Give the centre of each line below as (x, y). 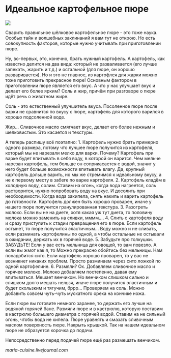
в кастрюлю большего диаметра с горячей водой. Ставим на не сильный (85, 314)
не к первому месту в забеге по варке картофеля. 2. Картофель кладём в (85, 180)
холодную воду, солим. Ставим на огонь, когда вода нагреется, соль (81, 185)
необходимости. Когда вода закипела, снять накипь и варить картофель (84, 196)
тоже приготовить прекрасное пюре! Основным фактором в (71, 80)
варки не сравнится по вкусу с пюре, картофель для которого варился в (84, 111)
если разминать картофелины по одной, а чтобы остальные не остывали (85, 234)
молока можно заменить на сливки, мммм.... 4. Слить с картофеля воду (84, 218)
